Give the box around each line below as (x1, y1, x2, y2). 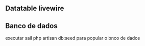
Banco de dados (5, 21, 58, 30)
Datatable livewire (5, 4, 64, 13)
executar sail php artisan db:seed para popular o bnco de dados (5, 35, 140, 41)
